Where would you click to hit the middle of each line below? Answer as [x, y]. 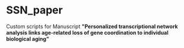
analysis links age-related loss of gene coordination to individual [87, 32]
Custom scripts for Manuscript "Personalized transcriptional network [92, 26]
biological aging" [28, 39]
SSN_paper [35, 10]
